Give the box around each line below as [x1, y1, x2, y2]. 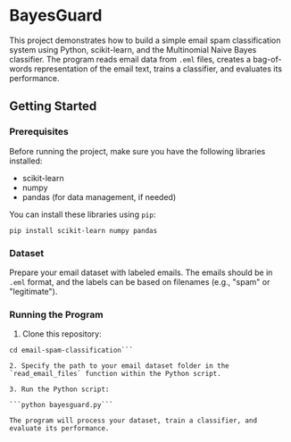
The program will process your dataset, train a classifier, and [9, 416, 257, 425]
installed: [9, 155, 43, 166]
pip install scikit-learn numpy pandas [9, 226, 158, 235]
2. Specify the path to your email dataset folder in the [9, 362, 229, 371]
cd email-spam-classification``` [9, 346, 134, 355]
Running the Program [9, 308, 104, 321]
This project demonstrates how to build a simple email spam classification [9, 35, 281, 46]
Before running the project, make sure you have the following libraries [9, 146, 266, 156]
